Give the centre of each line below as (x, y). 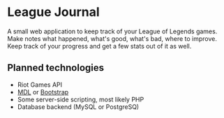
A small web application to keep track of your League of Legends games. (112, 31)
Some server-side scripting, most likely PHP (81, 99)
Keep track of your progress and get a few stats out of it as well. (99, 46)
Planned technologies (56, 68)
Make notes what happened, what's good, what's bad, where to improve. (112, 38)
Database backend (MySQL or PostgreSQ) (78, 107)
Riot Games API (40, 85)
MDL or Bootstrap (43, 92)
